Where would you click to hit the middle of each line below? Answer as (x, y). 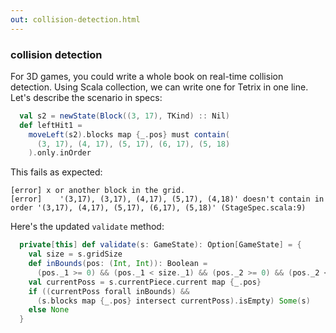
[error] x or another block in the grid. (98, 191)
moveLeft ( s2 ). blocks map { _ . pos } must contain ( (129, 134)
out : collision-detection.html (75, 19)
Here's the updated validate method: (87, 227)
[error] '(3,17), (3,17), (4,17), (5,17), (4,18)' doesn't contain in (167, 199)
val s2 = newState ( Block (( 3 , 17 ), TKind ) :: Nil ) (124, 116)
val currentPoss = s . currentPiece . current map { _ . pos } (145, 282)
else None (49, 310)
